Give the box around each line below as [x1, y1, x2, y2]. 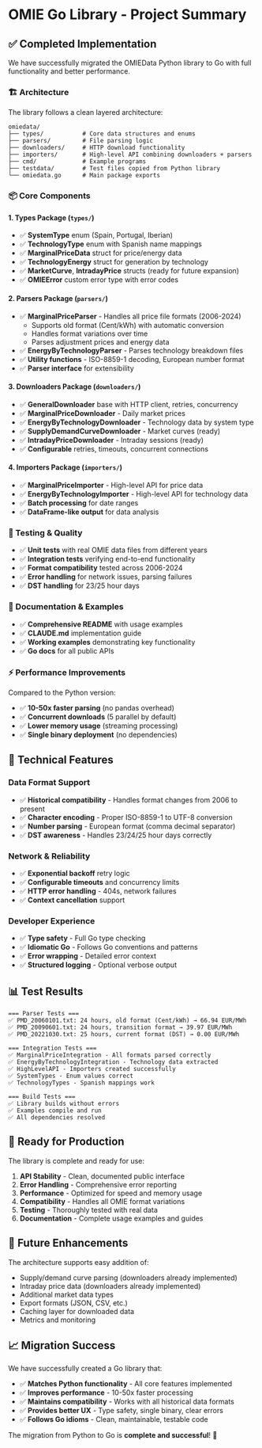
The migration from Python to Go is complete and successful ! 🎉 [8, 1431, 218, 1440]
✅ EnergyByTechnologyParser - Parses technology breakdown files [19, 345, 244, 355]
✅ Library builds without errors [8, 1099, 120, 1108]
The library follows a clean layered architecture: [8, 108, 163, 117]
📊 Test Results [8, 985, 84, 998]
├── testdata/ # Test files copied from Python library [8, 165, 221, 173]
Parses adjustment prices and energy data [31, 337, 170, 346]
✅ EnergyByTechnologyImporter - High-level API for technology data [19, 490, 249, 499]
